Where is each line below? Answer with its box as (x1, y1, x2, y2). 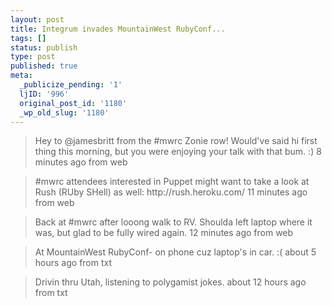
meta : (10, 71, 33, 81)
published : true (10, 61, 78, 71)
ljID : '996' (19, 89, 70, 99)
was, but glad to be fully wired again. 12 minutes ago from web (34, 227, 294, 239)
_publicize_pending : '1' (19, 80, 123, 90)
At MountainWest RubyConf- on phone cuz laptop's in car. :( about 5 (34, 246, 317, 258)
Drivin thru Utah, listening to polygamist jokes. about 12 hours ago (34, 276, 307, 288)
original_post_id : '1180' (19, 98, 128, 108)
